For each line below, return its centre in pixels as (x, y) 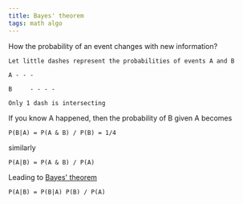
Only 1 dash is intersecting (57, 103)
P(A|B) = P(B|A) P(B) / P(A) (57, 192)
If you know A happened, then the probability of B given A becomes (120, 118)
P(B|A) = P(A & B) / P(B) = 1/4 (62, 133)
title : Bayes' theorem (46, 16)
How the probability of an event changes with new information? (113, 46)
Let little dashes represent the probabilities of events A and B (121, 61)
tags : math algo (35, 23)
